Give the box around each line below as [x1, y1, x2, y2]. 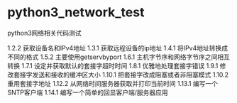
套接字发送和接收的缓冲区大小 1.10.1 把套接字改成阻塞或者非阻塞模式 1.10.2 [13, 70, 229, 79]
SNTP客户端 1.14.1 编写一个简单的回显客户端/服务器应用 [7, 88, 168, 97]
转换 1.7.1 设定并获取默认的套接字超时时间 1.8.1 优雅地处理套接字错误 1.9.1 [7, 61, 219, 70]
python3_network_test [7, 4, 145, 21]
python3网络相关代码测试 [7, 28, 82, 37]
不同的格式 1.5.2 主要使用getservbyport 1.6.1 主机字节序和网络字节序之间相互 [7, 53, 231, 61]
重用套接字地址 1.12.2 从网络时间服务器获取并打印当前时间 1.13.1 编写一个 [7, 79, 219, 87]
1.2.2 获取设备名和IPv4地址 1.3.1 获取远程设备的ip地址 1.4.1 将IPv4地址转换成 [7, 43, 228, 52]
